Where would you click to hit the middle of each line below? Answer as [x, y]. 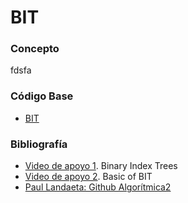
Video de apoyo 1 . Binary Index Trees [101, 166]
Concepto [35, 49]
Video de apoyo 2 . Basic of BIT [88, 177]
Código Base [42, 96]
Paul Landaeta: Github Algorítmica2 [98, 187]
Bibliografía [39, 144]
